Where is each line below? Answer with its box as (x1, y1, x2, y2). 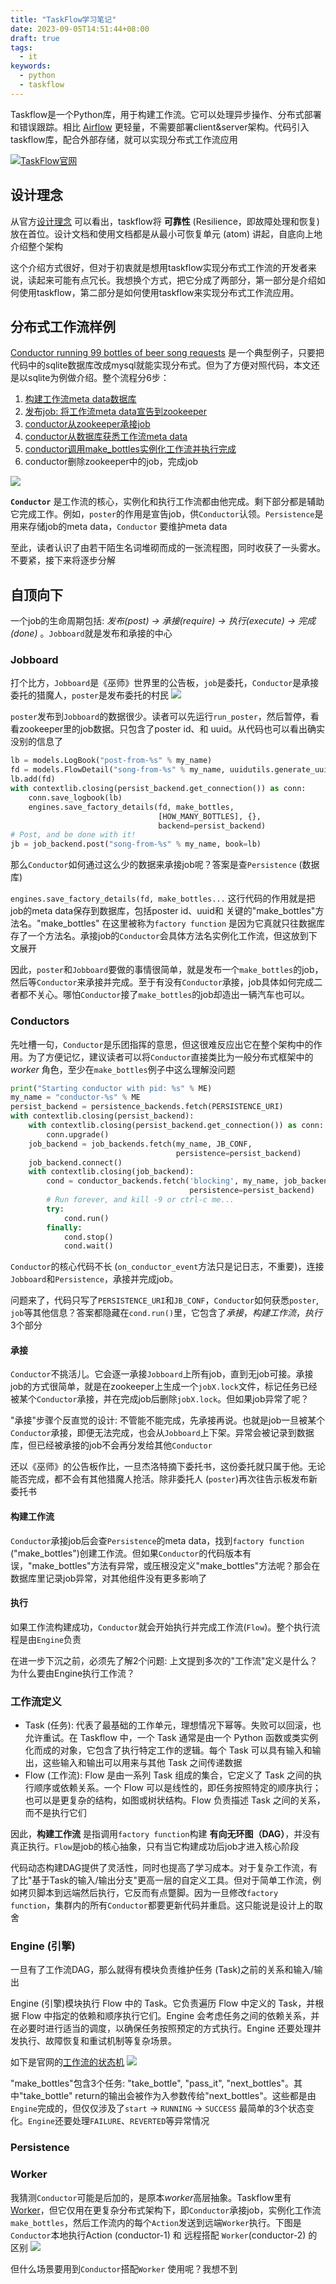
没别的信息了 (10, 736, 63, 748)
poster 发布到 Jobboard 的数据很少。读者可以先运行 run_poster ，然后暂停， (10, 711, 311, 723)
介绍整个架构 (10, 240, 63, 252)
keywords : (10, 61, 52, 71)
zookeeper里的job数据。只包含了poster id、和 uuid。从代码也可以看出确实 (18, 723, 325, 735)
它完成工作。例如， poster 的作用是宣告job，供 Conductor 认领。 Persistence (10, 508, 315, 520)
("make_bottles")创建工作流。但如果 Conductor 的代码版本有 (10, 1547, 252, 1559)
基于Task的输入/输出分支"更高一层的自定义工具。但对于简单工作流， (31, 1874, 313, 1886)
